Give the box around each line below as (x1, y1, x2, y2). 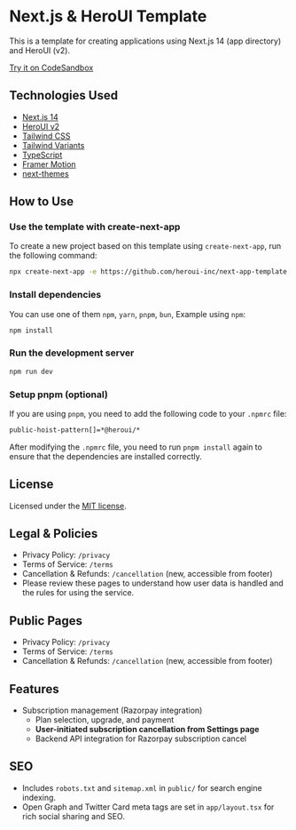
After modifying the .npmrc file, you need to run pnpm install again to (9, 442, 263, 452)
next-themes (21, 168, 69, 179)
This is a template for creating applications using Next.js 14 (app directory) (9, 36, 282, 46)
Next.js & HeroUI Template (9, 6, 207, 27)
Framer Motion (21, 158, 77, 170)
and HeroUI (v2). (9, 44, 71, 55)
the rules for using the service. (21, 587, 135, 598)
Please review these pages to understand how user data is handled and (21, 578, 284, 588)
